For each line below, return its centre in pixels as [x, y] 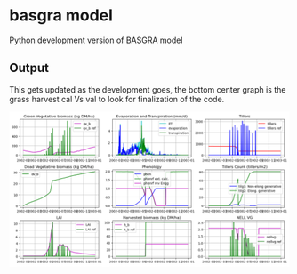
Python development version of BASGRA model [96, 40]
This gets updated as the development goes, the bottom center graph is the [148, 89]
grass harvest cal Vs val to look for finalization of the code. [117, 99]
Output [29, 68]
